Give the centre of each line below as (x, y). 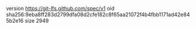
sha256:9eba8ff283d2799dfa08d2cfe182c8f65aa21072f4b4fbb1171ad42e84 (98, 14)
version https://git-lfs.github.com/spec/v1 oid (60, 8)
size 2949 (37, 21)
